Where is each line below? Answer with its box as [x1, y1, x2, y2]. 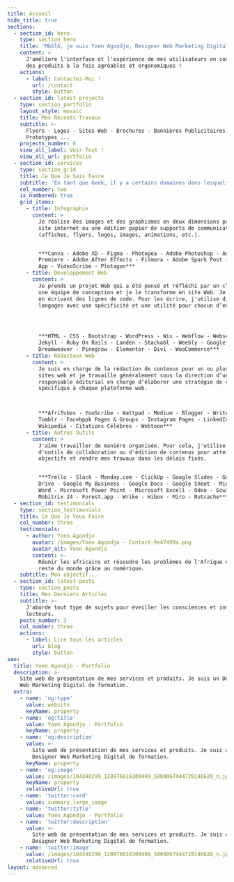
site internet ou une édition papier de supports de [38, 224, 195, 231]
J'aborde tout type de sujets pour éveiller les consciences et [25, 604, 217, 611]
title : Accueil [7, 10, 52, 17]
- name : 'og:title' [19, 714, 77, 721]
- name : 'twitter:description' [19, 818, 111, 825]
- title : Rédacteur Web [25, 352, 95, 359]
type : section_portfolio [19, 101, 92, 108]
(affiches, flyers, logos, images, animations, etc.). [38, 231, 201, 238]
